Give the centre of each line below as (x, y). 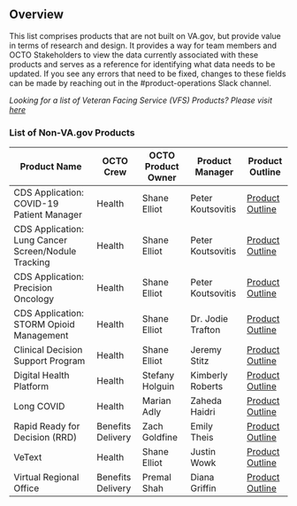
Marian (156, 401)
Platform (31, 386)
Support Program (49, 361)
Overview (37, 15)
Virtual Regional (46, 478)
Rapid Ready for (47, 426)
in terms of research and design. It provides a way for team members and (143, 45)
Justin (203, 452)
